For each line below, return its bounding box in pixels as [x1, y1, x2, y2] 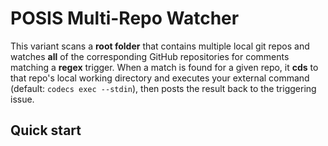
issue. [10, 93, 35, 105]
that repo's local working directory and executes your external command [10, 72, 310, 84]
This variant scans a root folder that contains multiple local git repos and [10, 40, 310, 52]
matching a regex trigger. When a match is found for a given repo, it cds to [10, 61, 319, 73]
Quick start [10, 122, 82, 139]
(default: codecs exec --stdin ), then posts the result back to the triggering [10, 82, 317, 94]
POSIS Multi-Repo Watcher [10, 7, 240, 30]
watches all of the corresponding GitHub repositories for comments [10, 50, 290, 62]
